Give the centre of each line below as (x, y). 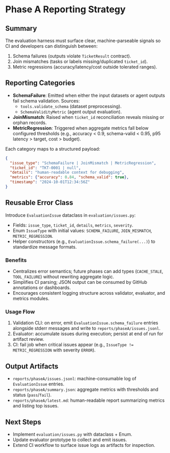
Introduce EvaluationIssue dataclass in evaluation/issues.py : (71, 215)
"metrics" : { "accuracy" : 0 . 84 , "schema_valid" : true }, (69, 177)
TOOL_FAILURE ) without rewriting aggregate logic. (63, 277)
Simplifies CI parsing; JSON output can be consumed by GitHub (80, 282)
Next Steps (23, 422)
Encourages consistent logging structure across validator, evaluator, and (89, 293)
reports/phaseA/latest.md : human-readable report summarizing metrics (89, 400)
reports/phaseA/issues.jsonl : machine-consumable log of (75, 379)
